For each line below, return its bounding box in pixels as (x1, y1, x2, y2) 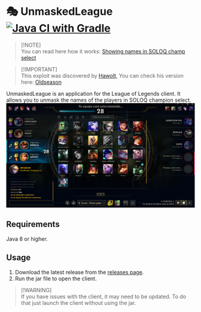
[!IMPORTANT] (20, 65, 58, 72)
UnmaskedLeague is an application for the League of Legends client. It (6, 90, 181, 97)
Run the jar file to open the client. (14, 275, 97, 282)
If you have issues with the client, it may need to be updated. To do (20, 293, 187, 300)
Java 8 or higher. (6, 235, 48, 243)
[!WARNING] (20, 286, 52, 293)
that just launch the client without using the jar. (20, 299, 136, 306)
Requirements (6, 219, 60, 229)
